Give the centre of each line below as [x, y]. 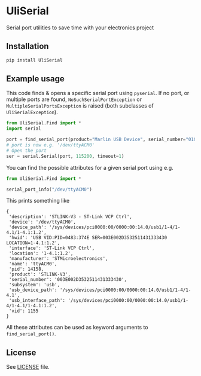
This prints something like [38, 201]
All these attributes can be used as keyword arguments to [77, 328]
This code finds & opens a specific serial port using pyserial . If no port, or [98, 93]
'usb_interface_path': [37, 301]
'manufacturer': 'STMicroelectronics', [59, 259]
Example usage [35, 79]
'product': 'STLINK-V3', [39, 274]
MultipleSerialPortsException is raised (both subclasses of [80, 106]
